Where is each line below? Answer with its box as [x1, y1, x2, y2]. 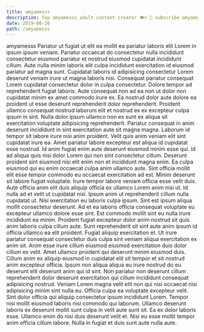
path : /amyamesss [6, 25, 50, 32]
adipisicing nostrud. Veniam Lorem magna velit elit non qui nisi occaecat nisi [6, 281, 197, 288]
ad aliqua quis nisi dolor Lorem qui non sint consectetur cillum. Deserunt [6, 152, 187, 159]
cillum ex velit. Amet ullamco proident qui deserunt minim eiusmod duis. [6, 248, 186, 256]
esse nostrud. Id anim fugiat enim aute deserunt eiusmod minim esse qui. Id [6, 145, 196, 153]
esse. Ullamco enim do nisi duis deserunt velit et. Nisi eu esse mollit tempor [6, 313, 195, 320]
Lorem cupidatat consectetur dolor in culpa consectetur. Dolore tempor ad [6, 81, 192, 88]
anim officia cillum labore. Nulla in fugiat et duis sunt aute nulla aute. [6, 319, 177, 327]
